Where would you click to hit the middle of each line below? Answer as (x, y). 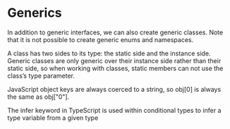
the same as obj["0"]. (38, 97)
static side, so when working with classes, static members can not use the (115, 68)
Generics (35, 13)
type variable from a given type (53, 118)
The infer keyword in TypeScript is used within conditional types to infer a (114, 110)
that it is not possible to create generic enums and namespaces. (101, 39)
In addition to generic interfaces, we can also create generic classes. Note (115, 32)
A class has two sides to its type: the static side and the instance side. (109, 53)
